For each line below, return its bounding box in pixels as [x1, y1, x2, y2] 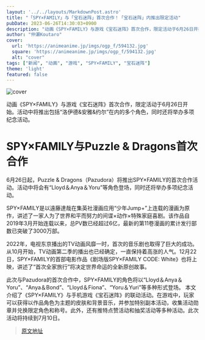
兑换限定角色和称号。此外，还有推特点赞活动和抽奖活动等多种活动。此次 [16, 306, 199, 314]
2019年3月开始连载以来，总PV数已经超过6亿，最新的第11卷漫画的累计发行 [6, 220, 192, 227]
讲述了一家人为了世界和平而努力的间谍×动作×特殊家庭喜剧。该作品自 [16, 212, 190, 220]
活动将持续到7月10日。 [6, 314, 63, 322]
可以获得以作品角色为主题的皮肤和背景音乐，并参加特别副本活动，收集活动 [6, 299, 193, 306]
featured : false [6, 71, 48, 78]
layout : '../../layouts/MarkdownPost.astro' [6, 9, 121, 15]
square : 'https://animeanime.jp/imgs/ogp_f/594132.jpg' [12, 49, 157, 55]
